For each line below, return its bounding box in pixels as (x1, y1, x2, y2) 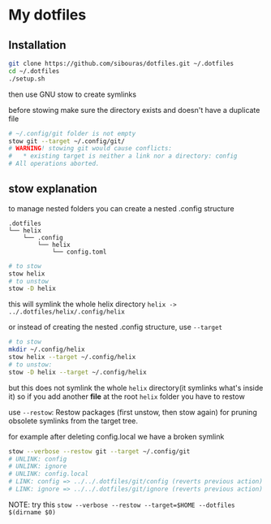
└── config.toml (51, 248, 107, 256)
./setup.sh (8, 75, 45, 83)
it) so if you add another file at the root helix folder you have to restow (8, 392, 245, 401)
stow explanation (8, 182, 97, 196)
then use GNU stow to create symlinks (8, 89, 136, 99)
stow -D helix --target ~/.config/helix (8, 368, 148, 376)
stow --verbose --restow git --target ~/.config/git (8, 447, 191, 456)
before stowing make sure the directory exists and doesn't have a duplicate (8, 105, 260, 115)
